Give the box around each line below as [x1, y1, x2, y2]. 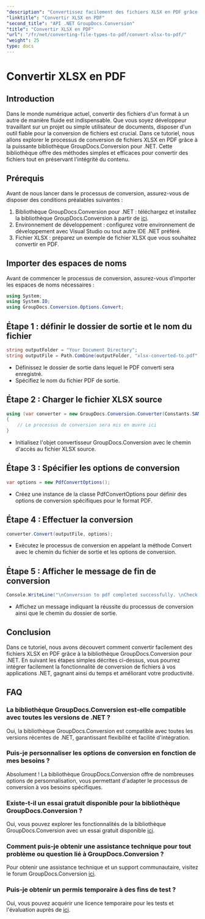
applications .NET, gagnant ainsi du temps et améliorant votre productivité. [6, 669, 194, 677]
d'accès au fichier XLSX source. [15, 445, 96, 452]
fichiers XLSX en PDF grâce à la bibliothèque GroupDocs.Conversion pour [6, 650, 192, 657]
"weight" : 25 [6, 37, 40, 43]
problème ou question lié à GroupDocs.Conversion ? [6, 850, 164, 858]
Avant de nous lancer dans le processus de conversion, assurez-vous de [6, 189, 190, 197]
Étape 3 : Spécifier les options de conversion [6, 463, 180, 473]
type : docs [6, 43, 34, 50]
